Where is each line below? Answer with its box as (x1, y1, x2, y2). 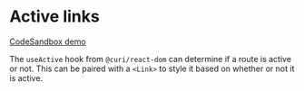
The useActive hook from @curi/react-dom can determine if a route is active (9, 53, 292, 64)
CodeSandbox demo (9, 36, 86, 47)
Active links (9, 6, 100, 27)
